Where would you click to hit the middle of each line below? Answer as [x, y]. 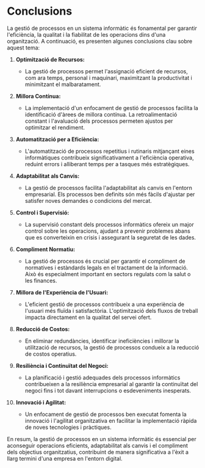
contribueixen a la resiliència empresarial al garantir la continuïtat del [111, 384]
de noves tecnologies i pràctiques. [68, 427]
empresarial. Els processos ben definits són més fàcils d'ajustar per [110, 194]
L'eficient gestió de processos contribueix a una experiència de [105, 304]
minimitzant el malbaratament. [63, 84]
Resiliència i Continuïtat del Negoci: [62, 365]
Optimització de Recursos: [50, 59]
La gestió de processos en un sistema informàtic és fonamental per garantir [102, 28]
